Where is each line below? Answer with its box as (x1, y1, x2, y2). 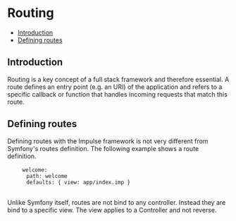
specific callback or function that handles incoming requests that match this (7, 90, 228, 98)
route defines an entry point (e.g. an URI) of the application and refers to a (7, 83, 223, 91)
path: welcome (25, 172, 68, 179)
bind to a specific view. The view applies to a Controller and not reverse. (7, 205, 217, 214)
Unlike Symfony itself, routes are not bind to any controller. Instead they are (7, 198, 226, 206)
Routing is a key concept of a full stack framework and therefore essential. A (7, 75, 230, 83)
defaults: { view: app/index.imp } (25, 179, 131, 186)
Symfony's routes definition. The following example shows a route (7, 144, 199, 153)
